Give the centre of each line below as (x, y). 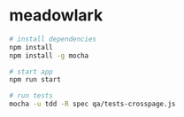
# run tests (31, 96)
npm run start (35, 80)
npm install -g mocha (49, 55)
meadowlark (56, 16)
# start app (31, 72)
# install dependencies (53, 39)
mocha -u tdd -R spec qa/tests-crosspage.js (92, 104)
